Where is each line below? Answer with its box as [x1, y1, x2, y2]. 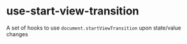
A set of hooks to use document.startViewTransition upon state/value [6, 24, 182, 31]
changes [6, 30, 29, 37]
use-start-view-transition [6, 4, 139, 18]
